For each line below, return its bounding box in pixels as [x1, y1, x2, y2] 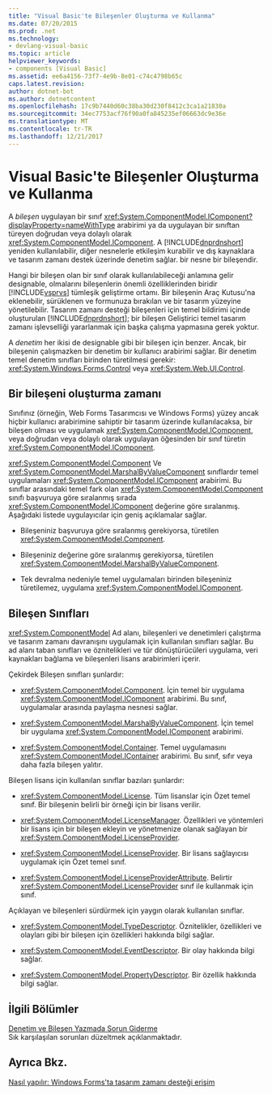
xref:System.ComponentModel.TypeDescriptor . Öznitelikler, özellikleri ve [19, 922, 262, 931]
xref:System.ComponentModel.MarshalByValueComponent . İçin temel [19, 718, 253, 728]
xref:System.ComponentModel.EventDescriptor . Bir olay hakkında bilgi [19, 946, 255, 956]
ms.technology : [8, 34, 60, 43]
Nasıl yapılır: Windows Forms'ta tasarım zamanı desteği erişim [8, 1077, 215, 1087]
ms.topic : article [8, 49, 70, 58]
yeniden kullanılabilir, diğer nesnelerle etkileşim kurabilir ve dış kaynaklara [8, 246, 255, 255]
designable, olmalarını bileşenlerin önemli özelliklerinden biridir [8, 279, 218, 289]
